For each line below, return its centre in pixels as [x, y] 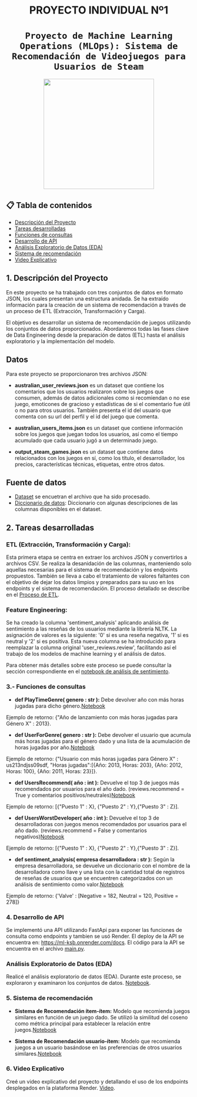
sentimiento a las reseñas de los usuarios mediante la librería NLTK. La [92, 629]
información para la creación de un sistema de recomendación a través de [96, 305]
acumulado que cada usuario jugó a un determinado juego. [86, 440]
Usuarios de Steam [99, 67]
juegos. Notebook [36, 1029]
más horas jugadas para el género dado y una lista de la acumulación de [102, 741]
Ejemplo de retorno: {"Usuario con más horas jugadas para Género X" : [92, 759]
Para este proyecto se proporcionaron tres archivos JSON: [77, 374]
